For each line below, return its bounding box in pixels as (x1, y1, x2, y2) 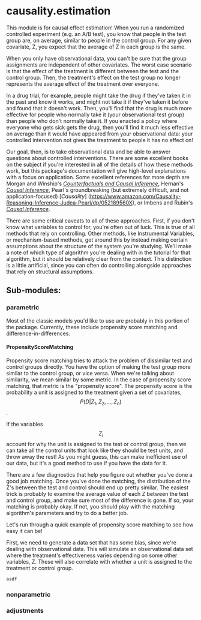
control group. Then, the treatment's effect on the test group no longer (6, 74, 181, 81)
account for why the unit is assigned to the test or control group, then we (6, 441, 187, 448)
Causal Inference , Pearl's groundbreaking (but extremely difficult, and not (6, 186, 189, 193)
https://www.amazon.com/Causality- (89, 192, 181, 200)
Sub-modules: (6, 285, 61, 296)
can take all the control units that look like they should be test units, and (6, 447, 184, 454)
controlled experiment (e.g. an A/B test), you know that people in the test (6, 30, 187, 37)
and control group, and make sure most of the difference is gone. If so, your (6, 496, 194, 504)
